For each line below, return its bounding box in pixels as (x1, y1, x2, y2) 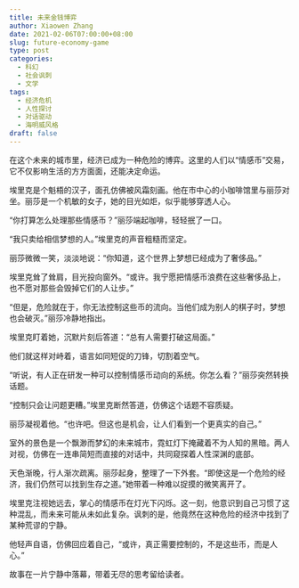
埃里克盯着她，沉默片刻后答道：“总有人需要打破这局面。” (9, 331, 215, 342)
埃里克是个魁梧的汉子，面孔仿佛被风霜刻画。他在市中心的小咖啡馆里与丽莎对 (9, 184, 290, 195)
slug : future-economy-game (9, 37, 109, 47)
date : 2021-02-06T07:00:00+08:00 (9, 29, 133, 38)
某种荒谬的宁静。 (9, 519, 72, 530)
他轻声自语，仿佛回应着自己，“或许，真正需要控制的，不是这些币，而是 (9, 538, 271, 549)
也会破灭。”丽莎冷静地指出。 (9, 313, 111, 323)
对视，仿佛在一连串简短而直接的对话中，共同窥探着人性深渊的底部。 (9, 448, 259, 459)
